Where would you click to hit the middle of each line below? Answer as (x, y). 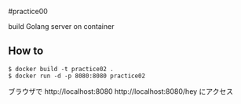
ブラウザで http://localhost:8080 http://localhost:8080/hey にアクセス (121, 91)
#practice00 (28, 11)
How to (26, 51)
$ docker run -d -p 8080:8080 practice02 (77, 76)
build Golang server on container (61, 26)
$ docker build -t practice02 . (61, 69)
